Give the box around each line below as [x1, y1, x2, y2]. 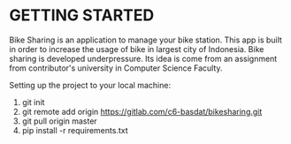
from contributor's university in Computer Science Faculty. [9, 63, 223, 73]
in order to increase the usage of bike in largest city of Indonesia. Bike [9, 43, 264, 54]
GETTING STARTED [9, 5, 155, 26]
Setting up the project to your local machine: [9, 80, 171, 90]
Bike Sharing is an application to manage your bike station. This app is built [9, 34, 283, 45]
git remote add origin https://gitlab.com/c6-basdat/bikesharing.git [21, 106, 263, 117]
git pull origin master [21, 116, 97, 126]
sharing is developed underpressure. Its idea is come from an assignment [9, 53, 278, 64]
